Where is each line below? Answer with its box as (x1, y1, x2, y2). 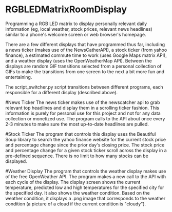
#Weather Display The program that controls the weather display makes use (5, 168, 166, 174)
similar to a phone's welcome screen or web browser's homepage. (5, 31, 146, 37)
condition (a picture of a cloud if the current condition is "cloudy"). (5, 201, 146, 207)
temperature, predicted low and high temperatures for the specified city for (5, 184, 164, 190)
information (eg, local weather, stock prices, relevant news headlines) (5, 26, 152, 32)
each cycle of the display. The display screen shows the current (5, 179, 141, 185)
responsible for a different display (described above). (5, 89, 118, 95)
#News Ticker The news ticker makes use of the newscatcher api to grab (5, 99, 160, 105)
